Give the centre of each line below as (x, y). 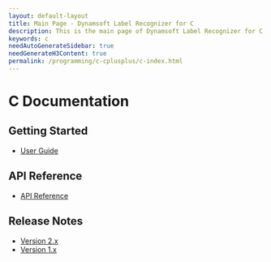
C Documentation (69, 101)
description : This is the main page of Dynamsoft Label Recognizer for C (136, 31)
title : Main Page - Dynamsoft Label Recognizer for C (101, 24)
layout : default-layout (49, 16)
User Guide (39, 150)
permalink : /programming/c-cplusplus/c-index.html (96, 62)
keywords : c (28, 39)
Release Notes (46, 221)
